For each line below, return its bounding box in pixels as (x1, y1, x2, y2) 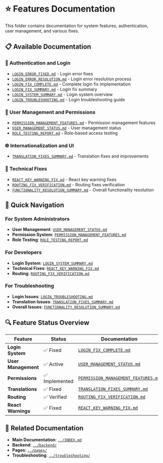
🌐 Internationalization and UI (5, 142, 74, 149)
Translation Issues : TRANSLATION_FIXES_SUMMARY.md (12, 299, 114, 304)
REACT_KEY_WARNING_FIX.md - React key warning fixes (12, 177, 117, 182)
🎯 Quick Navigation (5, 201, 65, 209)
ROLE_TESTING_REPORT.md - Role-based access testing (12, 130, 118, 136)
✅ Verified (43, 393, 67, 400)
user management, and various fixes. (5, 28, 79, 34)
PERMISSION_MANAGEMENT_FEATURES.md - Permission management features (12, 120, 156, 125)
